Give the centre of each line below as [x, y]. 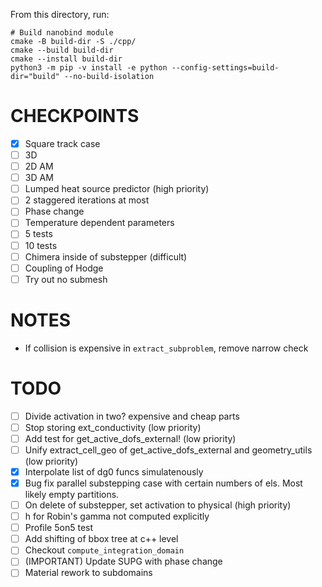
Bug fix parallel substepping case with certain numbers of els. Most [163, 483]
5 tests [38, 234]
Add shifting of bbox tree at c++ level [101, 539]
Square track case [62, 143]
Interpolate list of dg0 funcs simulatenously [114, 471]
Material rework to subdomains [88, 573]
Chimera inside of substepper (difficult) [106, 256]
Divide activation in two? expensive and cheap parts [132, 416]
